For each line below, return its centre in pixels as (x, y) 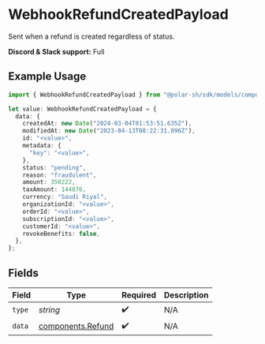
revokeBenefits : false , (62, 234)
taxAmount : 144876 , (54, 190)
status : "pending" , (54, 167)
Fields (24, 273)
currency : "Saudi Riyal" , (65, 197)
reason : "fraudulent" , (60, 175)
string (49, 310)
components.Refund (76, 327)
